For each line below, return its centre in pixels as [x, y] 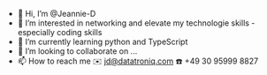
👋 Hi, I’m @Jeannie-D [57, 14]
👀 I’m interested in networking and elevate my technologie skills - [136, 23]
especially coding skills [60, 32]
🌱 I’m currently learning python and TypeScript [103, 41]
